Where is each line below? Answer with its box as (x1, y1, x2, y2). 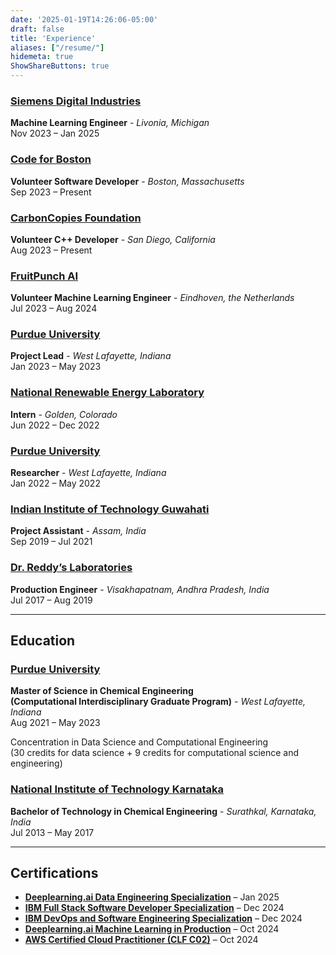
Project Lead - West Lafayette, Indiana (10, 350, 172, 362)
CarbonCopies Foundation (10, 211, 142, 225)
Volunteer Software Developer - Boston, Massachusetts (10, 175, 245, 187)
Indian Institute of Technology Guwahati (10, 502, 210, 516)
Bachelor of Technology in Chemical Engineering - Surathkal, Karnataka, (10, 805, 317, 817)
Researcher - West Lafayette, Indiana (10, 467, 167, 479)
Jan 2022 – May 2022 (10, 477, 101, 490)
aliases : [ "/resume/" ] (10, 42, 105, 53)
